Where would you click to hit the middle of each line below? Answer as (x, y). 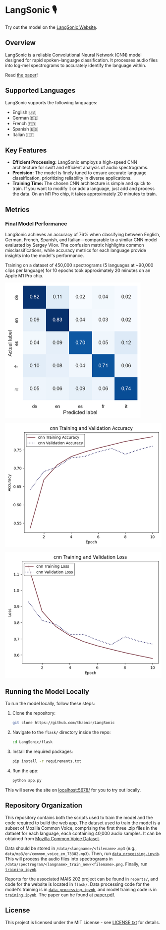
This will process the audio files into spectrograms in (59, 859)
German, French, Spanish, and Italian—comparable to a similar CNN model (81, 240)
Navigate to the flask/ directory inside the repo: (61, 732)
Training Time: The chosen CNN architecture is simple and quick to (82, 183)
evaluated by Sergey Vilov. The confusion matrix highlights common (75, 245)
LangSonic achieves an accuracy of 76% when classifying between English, (83, 235)
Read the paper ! (22, 75)
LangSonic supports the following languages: (51, 102)
